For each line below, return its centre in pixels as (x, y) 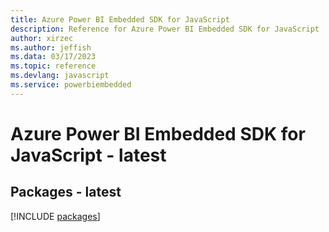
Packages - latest (66, 192)
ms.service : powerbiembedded (71, 85)
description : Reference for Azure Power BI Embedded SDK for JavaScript (165, 29)
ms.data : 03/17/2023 (53, 57)
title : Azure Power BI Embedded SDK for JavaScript (120, 19)
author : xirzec (42, 38)
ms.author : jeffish (51, 47)
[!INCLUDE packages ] (55, 216)
